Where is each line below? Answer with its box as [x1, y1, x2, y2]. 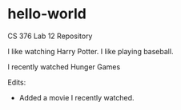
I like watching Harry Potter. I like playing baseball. [7, 46, 174, 56]
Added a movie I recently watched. [18, 92, 135, 102]
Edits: [7, 77, 26, 87]
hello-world [7, 5, 87, 23]
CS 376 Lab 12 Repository [7, 31, 93, 41]
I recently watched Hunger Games [7, 61, 121, 72]
